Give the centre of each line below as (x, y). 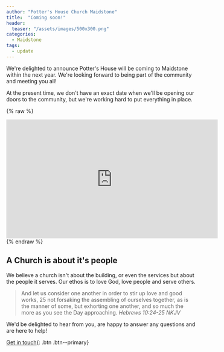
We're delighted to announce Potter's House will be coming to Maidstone (97, 68)
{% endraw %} (25, 242)
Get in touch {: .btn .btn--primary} (48, 342)
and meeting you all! (31, 81)
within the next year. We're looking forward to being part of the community (99, 75)
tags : (13, 46)
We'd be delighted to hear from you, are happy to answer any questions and (101, 324)
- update (23, 51)
